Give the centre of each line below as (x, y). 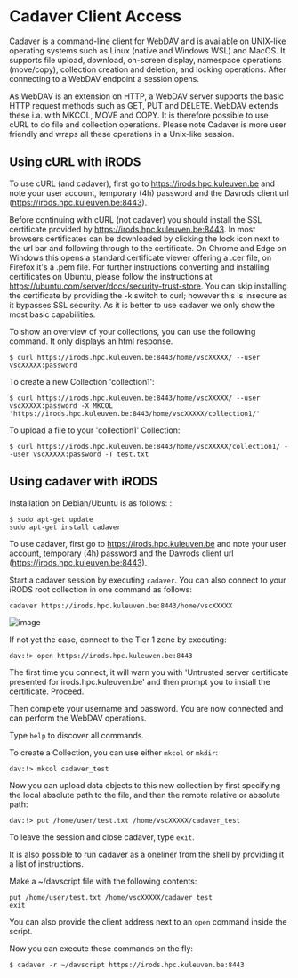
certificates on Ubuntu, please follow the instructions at (111, 276)
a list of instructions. (47, 864)
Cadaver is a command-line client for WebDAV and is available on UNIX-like (148, 41)
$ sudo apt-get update (51, 519)
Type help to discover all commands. (77, 735)
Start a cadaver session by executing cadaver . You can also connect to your (148, 580)
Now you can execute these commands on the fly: (101, 948)
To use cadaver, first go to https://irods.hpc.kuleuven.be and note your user (148, 543)
